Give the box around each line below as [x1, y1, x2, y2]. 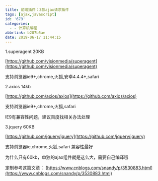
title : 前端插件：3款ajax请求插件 [5, 7, 69, 12]
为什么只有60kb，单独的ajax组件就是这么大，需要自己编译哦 [5, 154, 129, 160]
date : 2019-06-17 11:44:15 [5, 35, 61, 40]
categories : [5, 21, 30, 26]
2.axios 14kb [5, 83, 31, 89]
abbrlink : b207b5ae [5, 30, 46, 35]
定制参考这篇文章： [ [5, 165, 48, 171]
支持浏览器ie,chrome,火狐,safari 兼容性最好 [5, 143, 93, 149]
